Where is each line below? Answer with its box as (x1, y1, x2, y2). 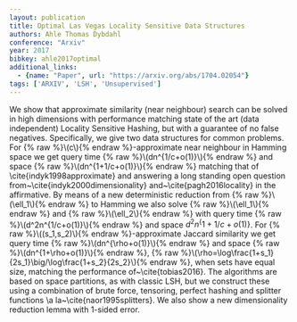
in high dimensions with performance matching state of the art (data (9, 113, 260, 124)
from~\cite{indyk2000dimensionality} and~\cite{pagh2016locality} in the (9, 179, 276, 190)
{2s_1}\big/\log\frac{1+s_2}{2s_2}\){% (9, 257, 148, 268)
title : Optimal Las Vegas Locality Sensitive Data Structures (9, 21, 245, 30)
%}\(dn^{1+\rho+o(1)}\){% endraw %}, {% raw (9, 247, 179, 259)
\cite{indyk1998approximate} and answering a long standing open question (9, 170, 286, 181)
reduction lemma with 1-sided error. (9, 304, 140, 315)
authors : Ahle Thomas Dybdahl (9, 29, 122, 38)
